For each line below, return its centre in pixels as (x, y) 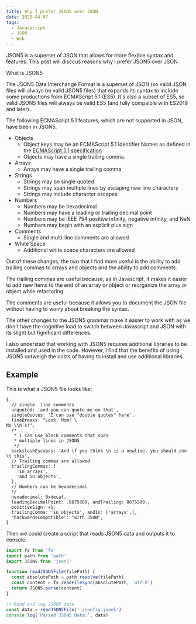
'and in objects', (39, 476)
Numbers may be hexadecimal (60, 206)
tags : (13, 22)
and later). (18, 109)
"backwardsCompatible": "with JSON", (57, 517)
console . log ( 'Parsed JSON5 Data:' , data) (57, 615)
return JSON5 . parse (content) (47, 588)
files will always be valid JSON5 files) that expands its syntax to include (92, 90)
